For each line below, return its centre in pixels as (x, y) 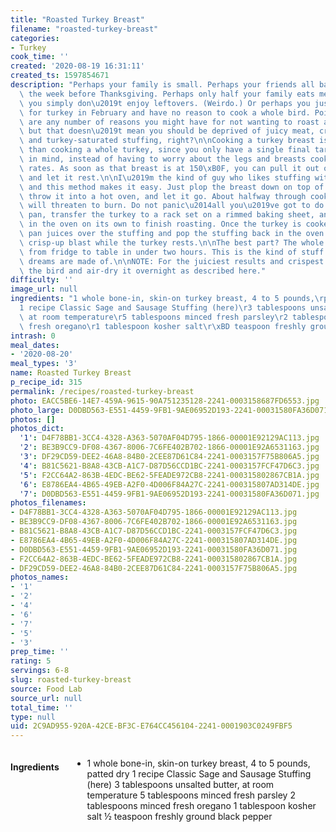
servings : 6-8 (40, 671)
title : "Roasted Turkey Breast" (77, 19)
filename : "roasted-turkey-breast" (84, 29)
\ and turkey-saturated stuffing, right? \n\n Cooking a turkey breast (167, 141)
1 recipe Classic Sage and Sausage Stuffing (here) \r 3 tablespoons (163, 308)
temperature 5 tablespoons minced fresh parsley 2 (191, 795)
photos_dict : (37, 429)
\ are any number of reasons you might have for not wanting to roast (169, 122)
